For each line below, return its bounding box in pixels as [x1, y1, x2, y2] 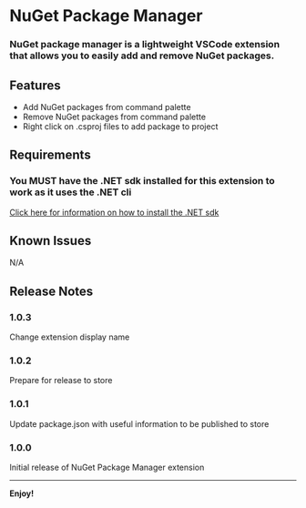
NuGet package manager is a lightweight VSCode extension [9, 38, 280, 51]
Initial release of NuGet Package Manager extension [9, 462, 205, 472]
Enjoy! [9, 488, 35, 499]
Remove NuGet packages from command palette [22, 111, 207, 122]
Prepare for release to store [9, 375, 113, 386]
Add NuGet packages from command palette [22, 101, 191, 112]
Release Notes [9, 283, 94, 299]
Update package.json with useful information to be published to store [9, 418, 270, 429]
